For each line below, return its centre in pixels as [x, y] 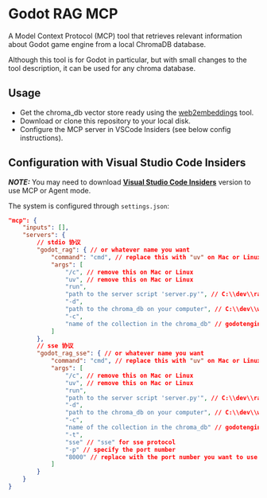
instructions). [41, 138]
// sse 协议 [55, 346]
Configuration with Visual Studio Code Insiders [127, 163]
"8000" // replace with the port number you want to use [161, 457]
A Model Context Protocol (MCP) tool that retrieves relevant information [125, 36]
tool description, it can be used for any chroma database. [102, 68]
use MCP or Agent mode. [50, 190]
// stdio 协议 [59, 243]
